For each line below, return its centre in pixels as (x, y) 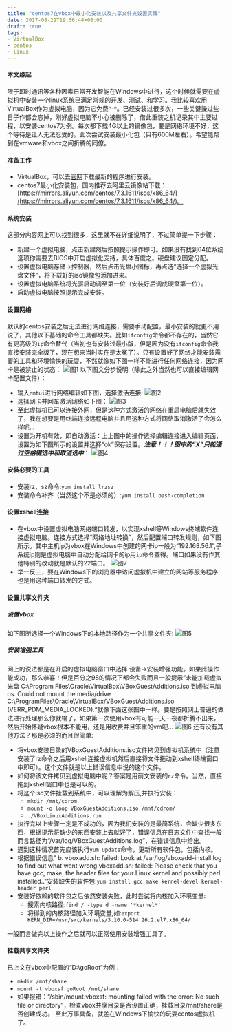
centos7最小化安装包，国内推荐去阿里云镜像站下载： (92, 185)
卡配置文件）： (27, 378)
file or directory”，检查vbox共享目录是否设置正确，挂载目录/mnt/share (117, 1005)
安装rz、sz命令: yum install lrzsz (65, 486)
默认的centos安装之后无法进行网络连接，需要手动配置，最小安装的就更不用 (113, 326)
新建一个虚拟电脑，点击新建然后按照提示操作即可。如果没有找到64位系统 (120, 249)
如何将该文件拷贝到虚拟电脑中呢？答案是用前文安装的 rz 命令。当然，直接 (120, 775)
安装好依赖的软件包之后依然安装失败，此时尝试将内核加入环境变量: (111, 895)
